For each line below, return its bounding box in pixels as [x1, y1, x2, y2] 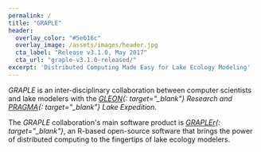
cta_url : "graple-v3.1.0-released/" [15, 57, 137, 64]
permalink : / [8, 11, 52, 20]
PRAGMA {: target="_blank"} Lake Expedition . [8, 102, 158, 111]
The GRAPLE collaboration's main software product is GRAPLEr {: [8, 117, 221, 127]
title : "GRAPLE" [8, 19, 62, 27]
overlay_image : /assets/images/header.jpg [15, 41, 158, 49]
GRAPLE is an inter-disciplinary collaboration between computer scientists [8, 85, 252, 95]
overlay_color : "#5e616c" [15, 33, 102, 42]
